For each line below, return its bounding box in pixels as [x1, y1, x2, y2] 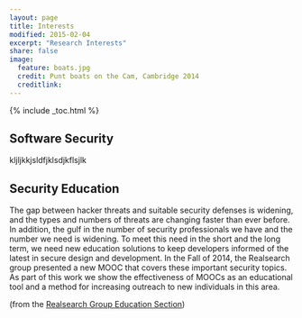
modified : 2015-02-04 [9, 30, 91, 39]
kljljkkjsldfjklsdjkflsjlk [9, 155, 87, 166]
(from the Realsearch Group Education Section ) [9, 299, 186, 310]
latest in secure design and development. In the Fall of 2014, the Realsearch [9, 253, 290, 264]
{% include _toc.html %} [9, 104, 100, 115]
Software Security [9, 132, 114, 147]
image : [9, 55, 34, 64]
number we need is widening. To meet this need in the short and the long [9, 233, 281, 244]
